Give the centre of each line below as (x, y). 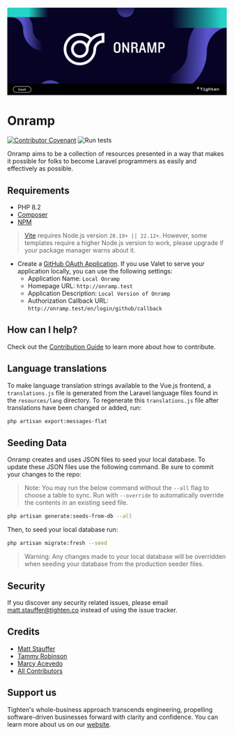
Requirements (38, 190)
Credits (24, 632)
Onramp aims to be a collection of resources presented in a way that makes (116, 154)
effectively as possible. (40, 168)
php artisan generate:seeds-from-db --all (70, 516)
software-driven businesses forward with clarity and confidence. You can (112, 717)
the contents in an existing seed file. (76, 503)
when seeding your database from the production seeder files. (114, 564)
